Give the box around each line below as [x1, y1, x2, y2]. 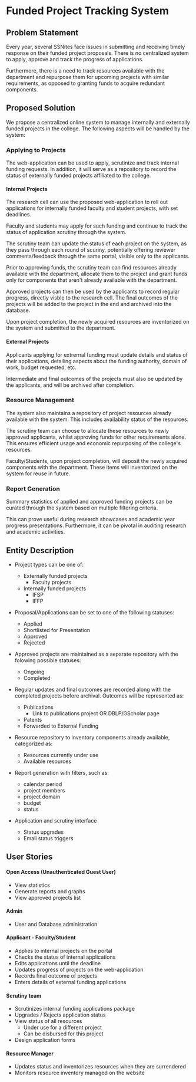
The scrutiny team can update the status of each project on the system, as [6, 240, 187, 247]
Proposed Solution [6, 103, 75, 113]
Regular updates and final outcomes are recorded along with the [14, 686, 171, 693]
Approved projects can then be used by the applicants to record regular [6, 288, 180, 295]
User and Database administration [14, 920, 98, 928]
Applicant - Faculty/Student [6, 934, 76, 941]
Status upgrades [23, 828, 64, 836]
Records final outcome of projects [14, 972, 97, 979]
